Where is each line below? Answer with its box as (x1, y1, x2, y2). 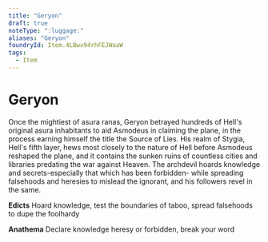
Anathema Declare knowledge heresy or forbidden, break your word (8, 224, 235, 234)
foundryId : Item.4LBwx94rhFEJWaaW (8, 42, 124, 50)
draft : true (8, 19, 48, 27)
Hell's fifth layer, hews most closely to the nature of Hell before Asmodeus (8, 142, 254, 152)
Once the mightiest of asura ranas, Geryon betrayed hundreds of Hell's (8, 117, 242, 126)
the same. (8, 184, 42, 194)
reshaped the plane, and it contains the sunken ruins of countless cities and (8, 151, 258, 161)
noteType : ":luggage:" (8, 26, 84, 34)
